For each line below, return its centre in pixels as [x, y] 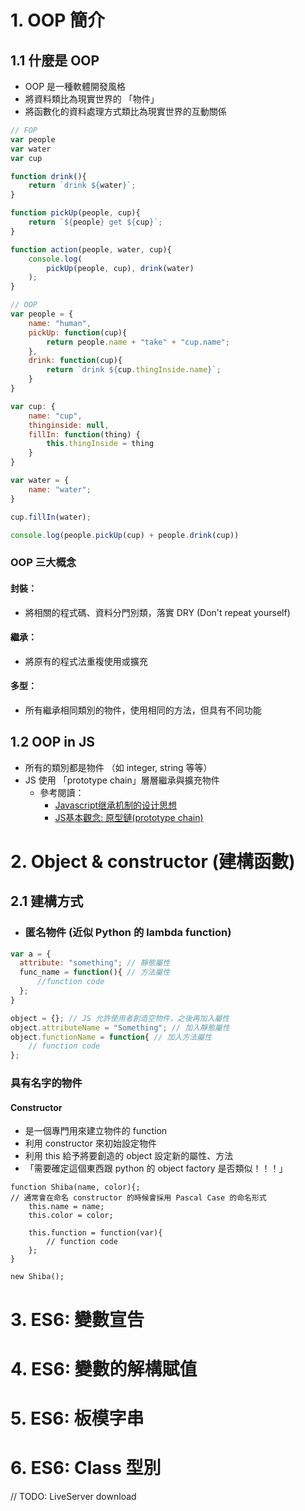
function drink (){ [48, 176]
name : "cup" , [55, 416]
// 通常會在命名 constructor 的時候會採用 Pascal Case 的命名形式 [138, 1198]
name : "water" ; [60, 489]
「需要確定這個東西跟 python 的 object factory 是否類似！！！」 [156, 1168]
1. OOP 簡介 [58, 20]
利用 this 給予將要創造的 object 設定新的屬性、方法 [129, 1156]
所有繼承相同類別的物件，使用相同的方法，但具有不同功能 [143, 710]
